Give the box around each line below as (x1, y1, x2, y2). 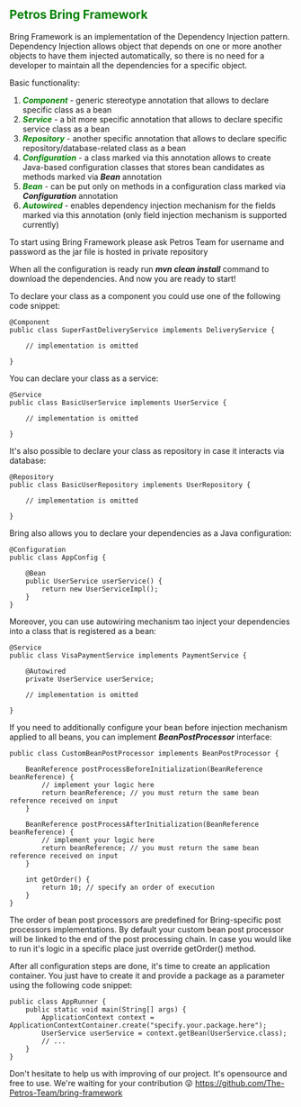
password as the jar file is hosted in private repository (9, 246, 208, 257)
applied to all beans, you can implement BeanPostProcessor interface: (9, 731, 272, 742)
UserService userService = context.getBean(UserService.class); (41, 1029, 288, 1038)
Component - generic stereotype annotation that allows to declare (22, 95, 270, 105)
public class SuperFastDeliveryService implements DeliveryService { (9, 325, 276, 334)
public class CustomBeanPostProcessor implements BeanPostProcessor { (9, 749, 279, 758)
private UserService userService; (25, 675, 155, 684)
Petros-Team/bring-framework (9, 1087, 123, 1098)
